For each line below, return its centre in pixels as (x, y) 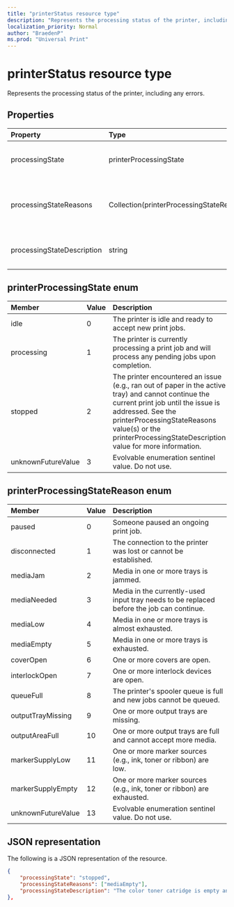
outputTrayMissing (41, 716)
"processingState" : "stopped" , (65, 878)
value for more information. (157, 446)
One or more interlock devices (162, 671)
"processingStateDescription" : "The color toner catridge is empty (119, 891)
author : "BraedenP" (36, 33)
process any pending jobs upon (164, 356)
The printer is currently (150, 339)
